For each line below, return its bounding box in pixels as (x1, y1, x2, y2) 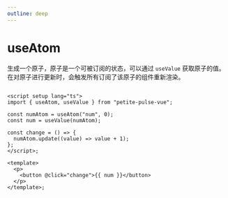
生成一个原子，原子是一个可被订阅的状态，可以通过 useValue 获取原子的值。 (7, 64, 225, 72)
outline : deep (7, 10, 49, 17)
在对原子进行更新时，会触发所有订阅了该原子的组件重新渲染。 (7, 72, 185, 81)
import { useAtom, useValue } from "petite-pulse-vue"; (7, 99, 173, 106)
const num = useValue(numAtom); (7, 117, 101, 124)
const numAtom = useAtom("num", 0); (7, 110, 114, 118)
